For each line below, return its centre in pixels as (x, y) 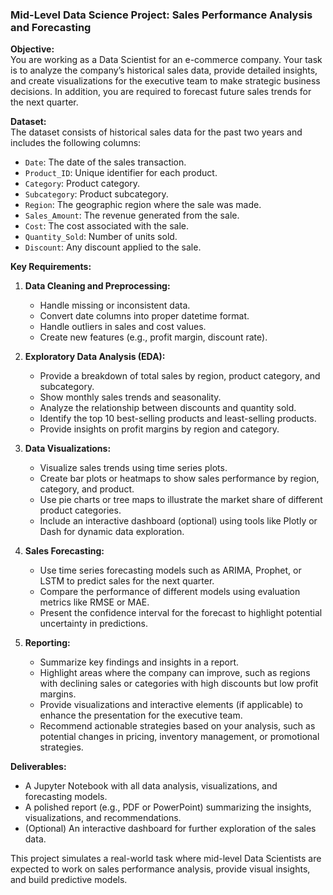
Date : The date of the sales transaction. (105, 162)
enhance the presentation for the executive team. (141, 715)
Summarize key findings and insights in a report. (139, 662)
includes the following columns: (76, 143)
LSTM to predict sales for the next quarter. (127, 581)
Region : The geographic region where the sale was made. (143, 205)
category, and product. (87, 489)
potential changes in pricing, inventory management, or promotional (179, 737)
